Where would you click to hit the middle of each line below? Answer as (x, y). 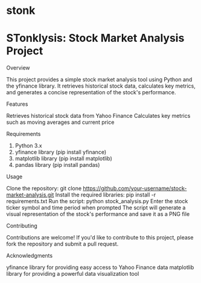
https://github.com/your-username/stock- (135, 189)
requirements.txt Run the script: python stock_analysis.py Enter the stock (97, 201)
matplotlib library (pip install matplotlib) (64, 158)
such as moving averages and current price (60, 122)
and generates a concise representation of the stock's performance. (91, 93)
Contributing (22, 226)
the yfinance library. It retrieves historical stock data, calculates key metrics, (101, 86)
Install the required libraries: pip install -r (105, 195)
